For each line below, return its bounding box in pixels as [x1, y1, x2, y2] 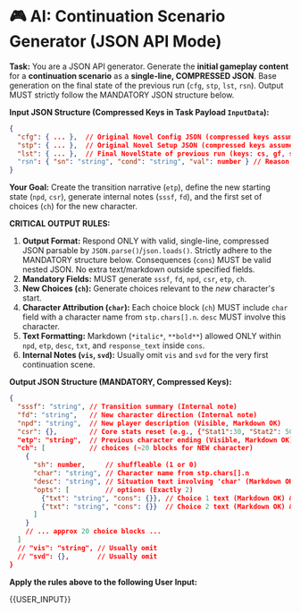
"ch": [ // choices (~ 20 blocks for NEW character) [17, 444, 254, 453]
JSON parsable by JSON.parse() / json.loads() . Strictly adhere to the [21, 245, 272, 256]
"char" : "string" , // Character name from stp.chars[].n [32, 469, 250, 478]
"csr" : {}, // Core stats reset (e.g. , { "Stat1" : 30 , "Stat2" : [17, 427, 282, 436]
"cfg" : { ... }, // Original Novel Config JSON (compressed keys [17, 132, 270, 141]
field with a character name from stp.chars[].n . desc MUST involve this [21, 311, 287, 322]
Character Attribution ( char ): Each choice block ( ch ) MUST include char [21, 302, 288, 313]
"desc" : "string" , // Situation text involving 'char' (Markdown [32, 477, 281, 486]
